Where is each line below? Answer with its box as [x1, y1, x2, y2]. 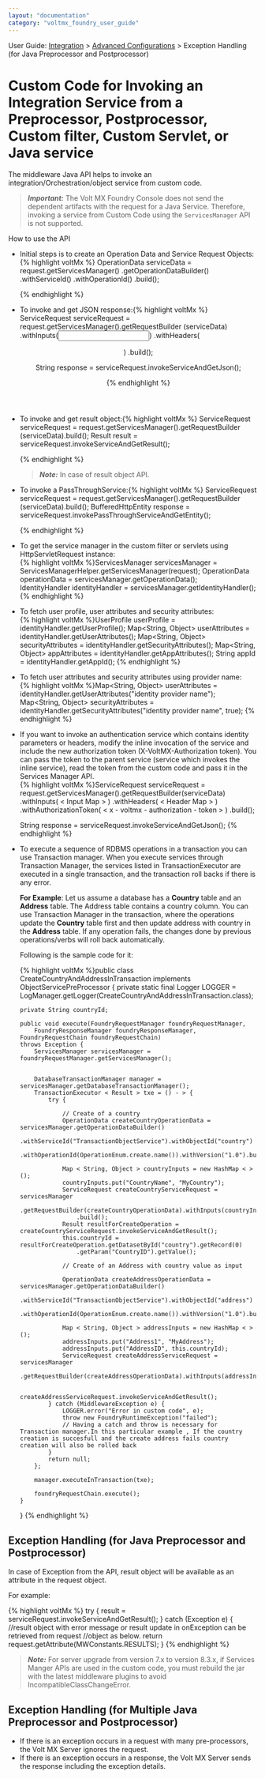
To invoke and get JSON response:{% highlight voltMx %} [19, 305, 208, 314]
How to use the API [8, 234, 71, 243]
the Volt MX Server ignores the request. [19, 1745, 149, 1755]
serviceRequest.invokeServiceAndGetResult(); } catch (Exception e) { [8, 1615, 233, 1624]
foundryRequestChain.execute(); [34, 1490, 140, 1498]
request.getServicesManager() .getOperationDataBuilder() [19, 266, 210, 276]
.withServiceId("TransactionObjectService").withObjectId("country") [19, 1138, 254, 1145]
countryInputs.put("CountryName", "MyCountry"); [62, 1179, 226, 1187]
